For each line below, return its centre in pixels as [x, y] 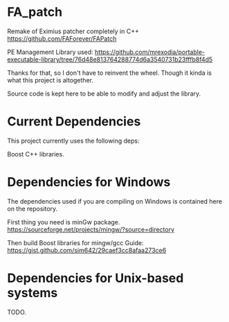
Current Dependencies [74, 122]
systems [33, 293]
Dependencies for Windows [89, 182]
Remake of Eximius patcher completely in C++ [73, 31]
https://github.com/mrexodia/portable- [150, 52]
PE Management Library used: [50, 52]
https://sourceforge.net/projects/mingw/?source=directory [91, 229]
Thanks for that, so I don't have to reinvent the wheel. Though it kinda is [110, 73]
